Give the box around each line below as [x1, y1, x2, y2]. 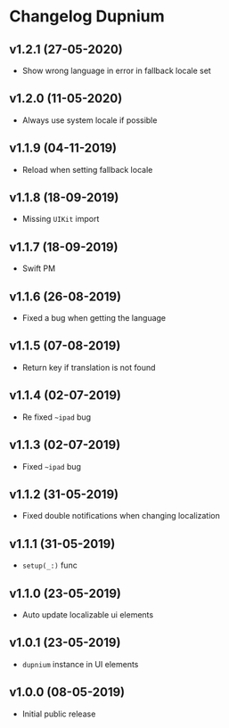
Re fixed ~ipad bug [21, 412, 92, 422]
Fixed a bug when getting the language [21, 313, 167, 323]
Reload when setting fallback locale [21, 164, 153, 175]
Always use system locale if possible [21, 114, 158, 126]
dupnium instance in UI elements [21, 658, 139, 669]
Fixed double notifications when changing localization [21, 511, 221, 521]
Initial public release [21, 708, 96, 719]
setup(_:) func [21, 560, 78, 571]
